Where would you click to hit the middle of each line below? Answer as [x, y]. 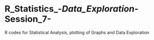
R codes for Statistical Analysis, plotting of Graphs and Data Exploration [77, 32]
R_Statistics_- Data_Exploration [70, 9]
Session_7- [28, 19]
